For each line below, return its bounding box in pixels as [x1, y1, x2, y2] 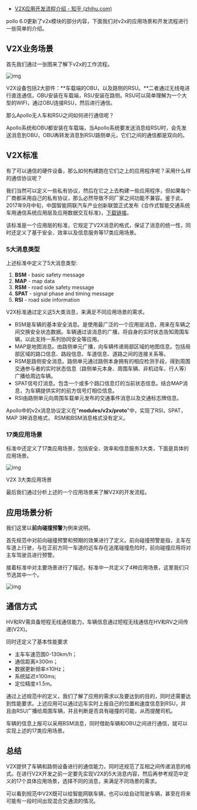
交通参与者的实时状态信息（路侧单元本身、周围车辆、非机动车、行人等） [14, 365, 189, 372]
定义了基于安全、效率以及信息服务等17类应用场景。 [16, 229, 140, 236]
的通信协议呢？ [6, 174, 42, 181]
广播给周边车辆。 [14, 372, 56, 379]
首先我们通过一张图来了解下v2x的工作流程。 [6, 61, 113, 68]
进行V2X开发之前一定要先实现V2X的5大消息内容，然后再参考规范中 [21, 770, 184, 777]
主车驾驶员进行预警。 [6, 552, 57, 559]
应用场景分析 [6, 508, 53, 518]
